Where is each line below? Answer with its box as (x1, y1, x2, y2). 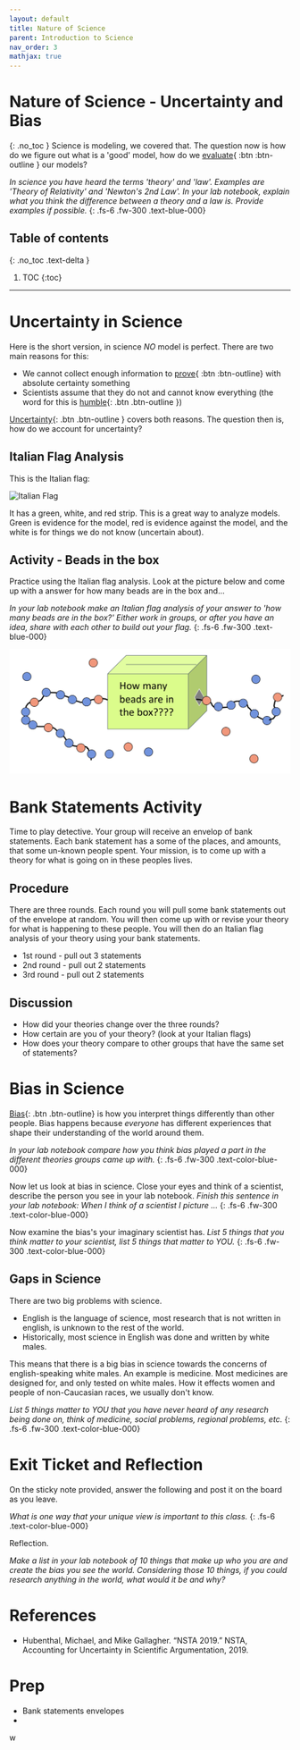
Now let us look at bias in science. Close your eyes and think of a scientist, (9, 1181, 284, 1191)
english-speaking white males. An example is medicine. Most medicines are (9, 1367, 288, 1378)
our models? (41, 159, 87, 170)
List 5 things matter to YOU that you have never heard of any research (9, 1404, 270, 1415)
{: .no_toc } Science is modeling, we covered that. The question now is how (9, 140, 287, 151)
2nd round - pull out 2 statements (21, 960, 146, 971)
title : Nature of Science (9, 23, 105, 33)
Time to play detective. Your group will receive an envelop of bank (9, 827, 253, 837)
